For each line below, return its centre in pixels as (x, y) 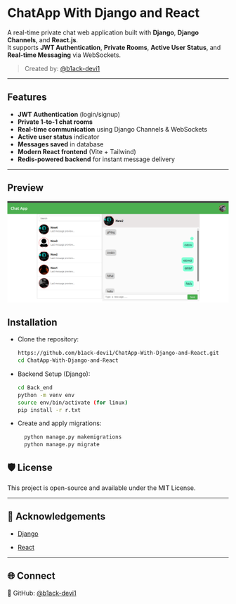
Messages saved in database (60, 144)
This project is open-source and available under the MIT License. (101, 488)
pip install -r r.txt (49, 410)
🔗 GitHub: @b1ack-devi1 (42, 593)
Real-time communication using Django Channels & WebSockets (112, 129)
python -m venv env (46, 395)
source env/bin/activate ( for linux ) (73, 403)
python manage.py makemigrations (73, 437)
